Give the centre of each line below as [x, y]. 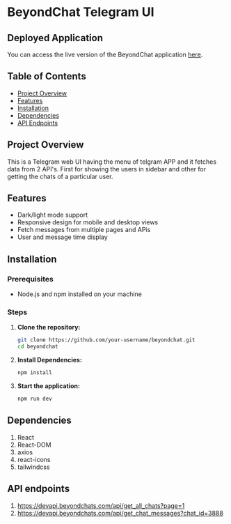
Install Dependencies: [49, 360]
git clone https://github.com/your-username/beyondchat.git [106, 340]
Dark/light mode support [53, 215]
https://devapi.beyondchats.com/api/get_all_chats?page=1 [101, 505]
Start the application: [49, 386]
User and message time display [62, 237]
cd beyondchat [38, 347]
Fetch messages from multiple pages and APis [84, 230]
